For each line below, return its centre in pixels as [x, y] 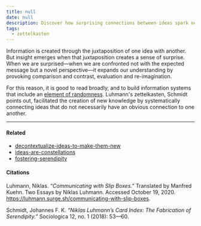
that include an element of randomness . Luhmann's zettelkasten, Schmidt [97, 94]
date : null [20, 17]
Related [16, 133]
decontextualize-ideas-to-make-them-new [68, 146]
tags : [13, 28]
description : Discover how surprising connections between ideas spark [97, 23]
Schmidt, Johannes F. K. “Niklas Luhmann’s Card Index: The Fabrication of [99, 210]
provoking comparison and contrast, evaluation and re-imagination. [89, 77]
